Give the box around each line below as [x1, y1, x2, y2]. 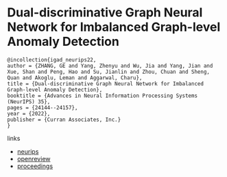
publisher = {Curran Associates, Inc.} [7, 116, 121, 123]
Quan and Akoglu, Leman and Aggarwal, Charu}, [7, 74, 143, 81]
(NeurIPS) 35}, [7, 98, 51, 105]
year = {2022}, [7, 110, 51, 117]
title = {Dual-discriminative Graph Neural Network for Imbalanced [7, 80, 204, 87]
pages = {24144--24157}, [7, 104, 78, 111]
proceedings [16, 162, 53, 170]
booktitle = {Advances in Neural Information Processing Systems [7, 92, 198, 99]
